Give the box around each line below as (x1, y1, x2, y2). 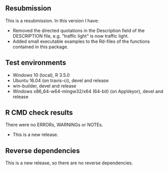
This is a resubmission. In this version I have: (5, 17, 99, 23)
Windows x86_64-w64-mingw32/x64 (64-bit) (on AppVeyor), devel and (12, 88, 164, 94)
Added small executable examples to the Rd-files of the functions (12, 38, 150, 44)
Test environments (5, 59, 66, 67)
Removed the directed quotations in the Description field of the (12, 27, 145, 34)
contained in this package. (12, 43, 69, 50)
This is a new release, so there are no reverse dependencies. (5, 160, 133, 166)
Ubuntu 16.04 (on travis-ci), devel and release (12, 77, 109, 83)
